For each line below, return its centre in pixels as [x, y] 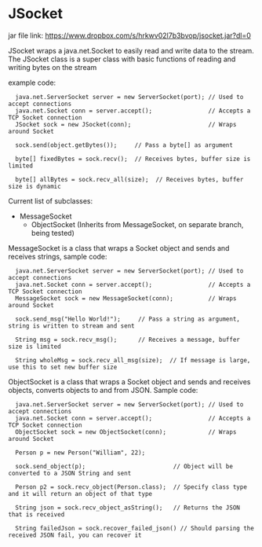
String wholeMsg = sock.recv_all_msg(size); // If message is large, [133, 360]
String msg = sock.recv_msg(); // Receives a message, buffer [128, 340]
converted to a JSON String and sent [70, 473]
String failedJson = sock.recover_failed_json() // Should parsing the [135, 528]
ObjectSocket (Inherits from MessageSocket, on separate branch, [137, 224]
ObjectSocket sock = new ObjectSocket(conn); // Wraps [126, 432]
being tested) [53, 233]
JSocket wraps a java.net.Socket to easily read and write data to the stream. [131, 50]
